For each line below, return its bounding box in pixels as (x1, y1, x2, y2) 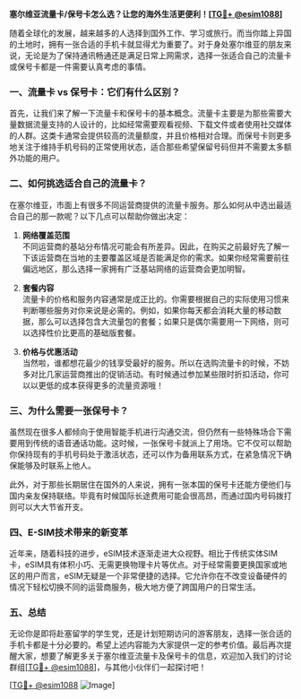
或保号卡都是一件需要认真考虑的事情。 (9, 62, 150, 72)
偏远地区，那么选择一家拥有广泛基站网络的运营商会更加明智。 (21, 263, 251, 274)
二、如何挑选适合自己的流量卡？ (9, 177, 148, 190)
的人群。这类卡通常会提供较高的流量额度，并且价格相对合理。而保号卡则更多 (9, 130, 292, 142)
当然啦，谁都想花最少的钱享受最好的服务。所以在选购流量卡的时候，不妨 (21, 358, 289, 368)
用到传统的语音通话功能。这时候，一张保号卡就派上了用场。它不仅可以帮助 (16, 437, 292, 448)
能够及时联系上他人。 (16, 460, 96, 470)
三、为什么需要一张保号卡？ (9, 404, 129, 417)
